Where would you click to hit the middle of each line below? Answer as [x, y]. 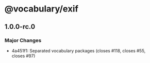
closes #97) [23, 56]
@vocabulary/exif [42, 9]
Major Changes [23, 40]
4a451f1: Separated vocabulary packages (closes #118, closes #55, [79, 50]
